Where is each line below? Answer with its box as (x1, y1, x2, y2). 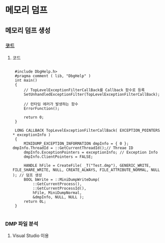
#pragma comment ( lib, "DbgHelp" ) (14, 73, 91, 78)
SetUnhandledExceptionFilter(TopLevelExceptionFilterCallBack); (23, 92, 161, 97)
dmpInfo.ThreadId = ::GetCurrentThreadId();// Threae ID (12, 145, 134, 150)
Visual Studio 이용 (12, 232, 49, 238)
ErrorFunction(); (23, 106, 60, 111)
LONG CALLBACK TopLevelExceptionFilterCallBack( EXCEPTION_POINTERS (14, 128, 161, 133)
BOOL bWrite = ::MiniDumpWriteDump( (23, 177, 100, 182)
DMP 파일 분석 (5, 220, 38, 227)
